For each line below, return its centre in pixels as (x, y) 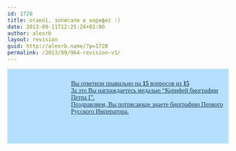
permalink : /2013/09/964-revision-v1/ (64, 53)
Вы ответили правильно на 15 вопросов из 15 (130, 84)
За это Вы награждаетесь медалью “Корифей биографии (145, 91)
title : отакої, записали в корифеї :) (64, 20)
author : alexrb (29, 33)
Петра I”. (83, 98)
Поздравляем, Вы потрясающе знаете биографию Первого (147, 105)
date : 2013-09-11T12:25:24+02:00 (56, 27)
